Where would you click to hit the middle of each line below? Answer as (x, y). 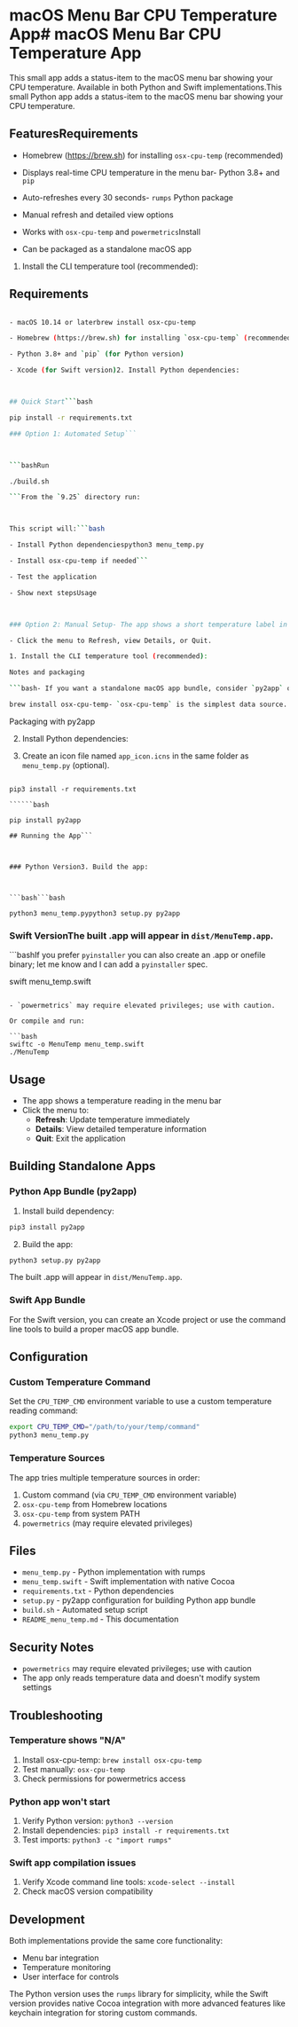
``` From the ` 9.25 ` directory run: (75, 498)
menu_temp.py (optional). (66, 765)
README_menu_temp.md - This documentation (100, 1619)
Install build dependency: (68, 1211)
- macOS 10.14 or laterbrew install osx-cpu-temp (103, 322)
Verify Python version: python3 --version (98, 1821)
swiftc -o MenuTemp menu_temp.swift (77, 1045)
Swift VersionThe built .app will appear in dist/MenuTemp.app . (141, 935)
